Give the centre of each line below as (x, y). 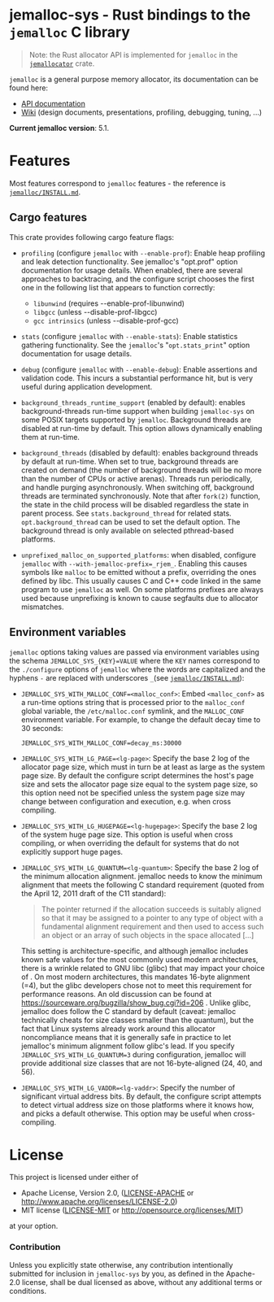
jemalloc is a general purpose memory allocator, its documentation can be (134, 79)
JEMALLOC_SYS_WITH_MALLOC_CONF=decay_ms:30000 (101, 743)
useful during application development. (87, 386)
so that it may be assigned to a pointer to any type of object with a (152, 917)
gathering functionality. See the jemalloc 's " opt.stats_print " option (135, 345)
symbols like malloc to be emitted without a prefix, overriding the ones (139, 572)
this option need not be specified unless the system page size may (133, 793)
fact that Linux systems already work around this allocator (118, 1028)
